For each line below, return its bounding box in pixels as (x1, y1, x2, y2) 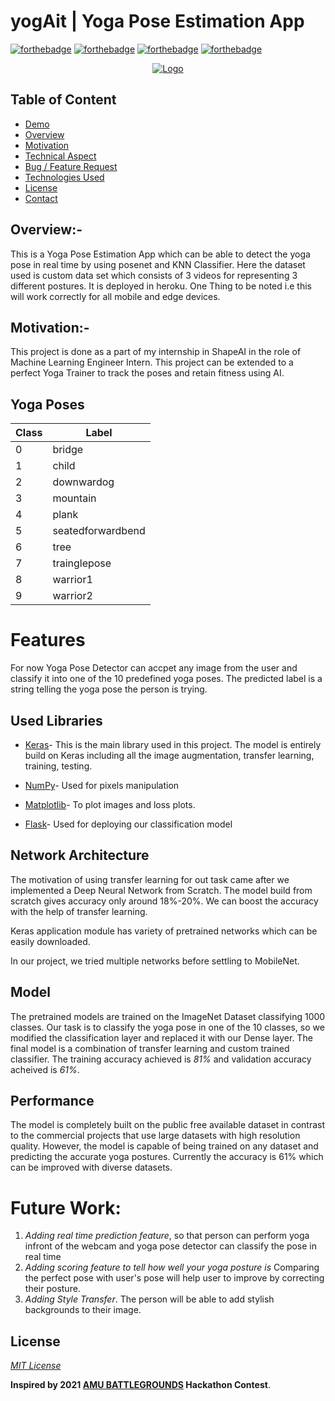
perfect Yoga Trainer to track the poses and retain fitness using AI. (10, 367, 285, 379)
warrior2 (52, 589, 93, 603)
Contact (24, 192, 58, 204)
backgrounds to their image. (24, 1304, 142, 1316)
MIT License (10, 1360, 62, 1372)
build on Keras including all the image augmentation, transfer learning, (24, 749, 315, 761)
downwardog (52, 475, 115, 489)
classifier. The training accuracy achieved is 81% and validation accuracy (10, 1053, 312, 1065)
